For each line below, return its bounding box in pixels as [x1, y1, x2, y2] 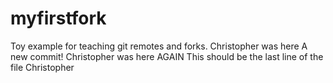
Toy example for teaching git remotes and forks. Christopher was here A [10, 40, 308, 52]
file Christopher [10, 61, 75, 73]
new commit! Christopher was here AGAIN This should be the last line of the [10, 50, 324, 62]
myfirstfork [10, 7, 107, 30]
